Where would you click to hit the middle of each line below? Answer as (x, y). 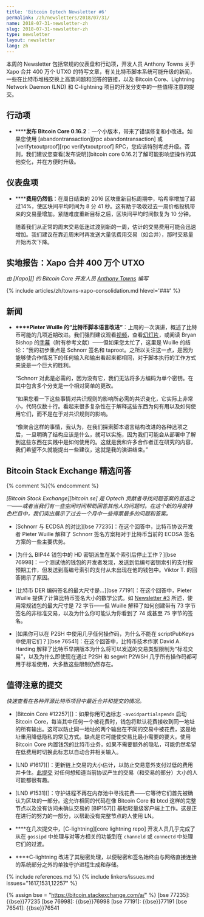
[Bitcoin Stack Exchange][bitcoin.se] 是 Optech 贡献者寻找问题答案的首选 (98, 498)
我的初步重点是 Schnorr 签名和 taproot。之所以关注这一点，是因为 (110, 350)
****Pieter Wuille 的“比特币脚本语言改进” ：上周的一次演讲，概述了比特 (106, 327)
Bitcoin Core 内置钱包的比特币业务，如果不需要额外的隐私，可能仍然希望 (106, 744)
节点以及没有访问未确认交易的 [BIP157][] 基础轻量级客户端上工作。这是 (103, 808)
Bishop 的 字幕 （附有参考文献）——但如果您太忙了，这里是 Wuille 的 (100, 343)
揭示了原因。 (36, 577)
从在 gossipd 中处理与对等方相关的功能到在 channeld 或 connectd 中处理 (104, 836)
